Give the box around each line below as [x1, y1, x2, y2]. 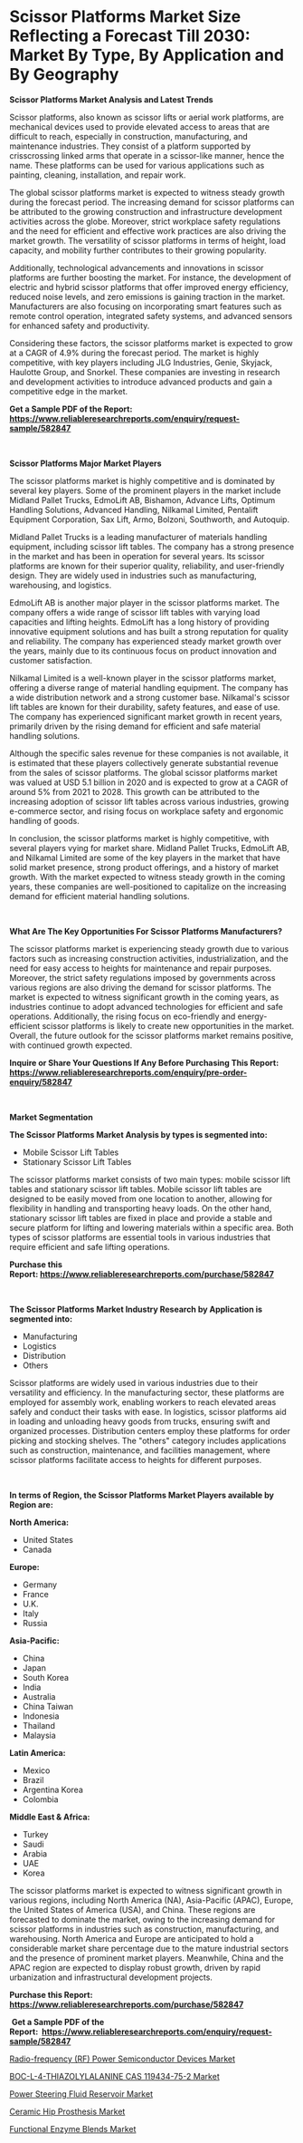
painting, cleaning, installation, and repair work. [9, 170, 186, 180]
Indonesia [22, 1711, 60, 1721]
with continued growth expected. [9, 1040, 133, 1051]
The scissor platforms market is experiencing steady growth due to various [9, 943, 289, 954]
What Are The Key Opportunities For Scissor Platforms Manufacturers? [9, 926, 283, 936]
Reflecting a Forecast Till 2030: [9, 25, 251, 46]
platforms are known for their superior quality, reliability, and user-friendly [9, 560, 285, 571]
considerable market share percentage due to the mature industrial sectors [9, 1943, 289, 1954]
